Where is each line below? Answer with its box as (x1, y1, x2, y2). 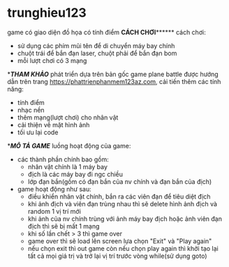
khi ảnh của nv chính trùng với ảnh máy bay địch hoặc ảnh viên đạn (27, 215, 222, 223)
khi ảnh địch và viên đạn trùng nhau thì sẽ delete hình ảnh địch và (27, 199, 218, 208)
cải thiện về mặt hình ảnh (17, 120, 90, 129)
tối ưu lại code (17, 128, 59, 136)
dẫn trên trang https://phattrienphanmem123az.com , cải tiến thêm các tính (7, 77, 221, 85)
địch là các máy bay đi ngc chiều (27, 170, 124, 178)
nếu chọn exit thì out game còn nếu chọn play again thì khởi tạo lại (27, 244, 219, 252)
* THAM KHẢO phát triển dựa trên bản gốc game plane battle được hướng (7, 70, 219, 78)
